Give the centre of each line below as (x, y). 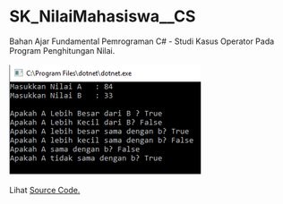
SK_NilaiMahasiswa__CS (103, 17)
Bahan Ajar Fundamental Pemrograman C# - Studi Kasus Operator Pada (142, 41)
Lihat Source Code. (45, 190)
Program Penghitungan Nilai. (62, 50)
